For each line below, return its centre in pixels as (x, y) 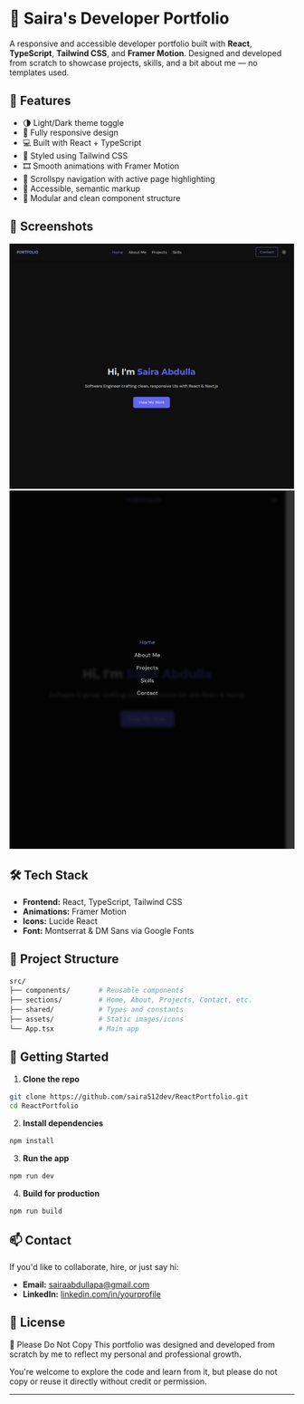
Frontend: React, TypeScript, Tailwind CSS (102, 901)
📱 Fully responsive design (71, 132)
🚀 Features (40, 101)
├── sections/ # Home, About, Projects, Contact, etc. (131, 1000)
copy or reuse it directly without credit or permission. (108, 1381)
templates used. (39, 72)
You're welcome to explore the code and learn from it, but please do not (143, 1371)
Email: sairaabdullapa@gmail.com (86, 1284)
